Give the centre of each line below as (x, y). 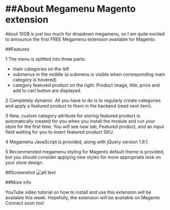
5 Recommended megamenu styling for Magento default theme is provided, (85, 151)
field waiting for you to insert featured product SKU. (59, 132)
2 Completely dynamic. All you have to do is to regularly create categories (83, 100)
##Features (17, 49)
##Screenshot (20, 172)
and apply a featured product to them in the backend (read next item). (79, 106)
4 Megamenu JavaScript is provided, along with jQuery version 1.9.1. (77, 142)
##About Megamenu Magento (71, 9)
